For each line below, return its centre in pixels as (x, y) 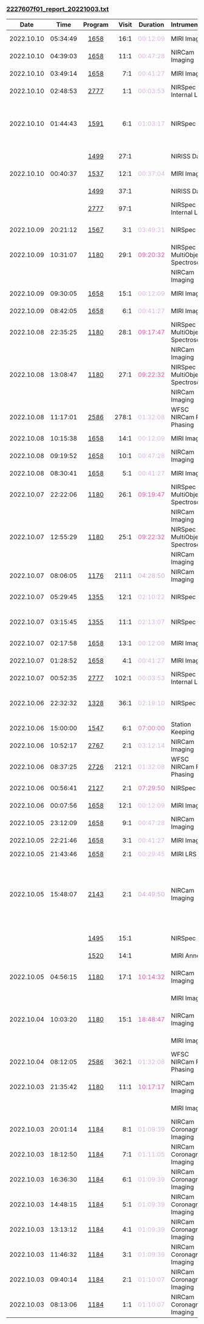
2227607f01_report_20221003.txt (58, 9)
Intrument (185, 25)
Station (181, 724)
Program (96, 25)
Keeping (183, 732)
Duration (151, 25)
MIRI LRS (184, 854)
